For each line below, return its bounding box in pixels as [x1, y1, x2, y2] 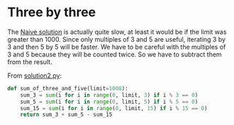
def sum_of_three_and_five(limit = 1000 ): [7, 85, 129, 92]
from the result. [7, 57, 52, 66]
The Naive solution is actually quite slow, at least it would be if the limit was [7, 28, 227, 36]
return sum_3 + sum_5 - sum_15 [20, 111, 113, 119]
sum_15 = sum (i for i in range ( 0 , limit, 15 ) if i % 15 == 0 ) [20, 105, 208, 112]
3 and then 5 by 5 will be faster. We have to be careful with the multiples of [7, 42, 226, 51]
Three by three [7, 4, 96, 20]
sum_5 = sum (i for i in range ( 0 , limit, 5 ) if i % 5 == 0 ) [20, 98, 199, 105]
